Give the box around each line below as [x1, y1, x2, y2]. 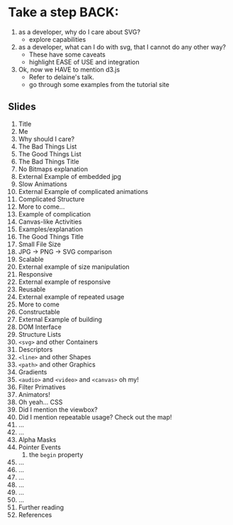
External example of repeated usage [18, 292, 125, 301]
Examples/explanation [18, 224, 84, 233]
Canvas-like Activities [18, 217, 82, 226]
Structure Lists [18, 330, 62, 338]
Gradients [18, 367, 47, 376]
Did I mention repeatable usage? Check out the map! [18, 412, 172, 421]
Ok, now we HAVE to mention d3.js [18, 65, 120, 74]
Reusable [18, 284, 46, 294]
